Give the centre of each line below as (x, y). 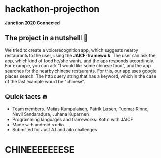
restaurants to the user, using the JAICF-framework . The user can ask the (80, 55)
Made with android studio (38, 125)
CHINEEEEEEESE (40, 149)
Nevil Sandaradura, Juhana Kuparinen (51, 114)
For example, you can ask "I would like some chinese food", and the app (78, 65)
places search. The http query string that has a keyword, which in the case (80, 76)
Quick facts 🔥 (26, 97)
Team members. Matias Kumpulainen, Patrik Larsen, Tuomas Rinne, (80, 109)
